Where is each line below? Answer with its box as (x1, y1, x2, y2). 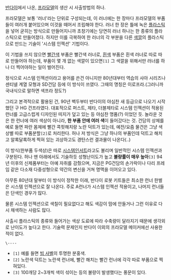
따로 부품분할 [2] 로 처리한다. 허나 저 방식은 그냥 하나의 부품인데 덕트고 (14, 130, 154, 136)
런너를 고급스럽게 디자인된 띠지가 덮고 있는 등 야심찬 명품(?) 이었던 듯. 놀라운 (5, 111, 157, 117)
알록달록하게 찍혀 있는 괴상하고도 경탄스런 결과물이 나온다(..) (10, 137, 131, 142)
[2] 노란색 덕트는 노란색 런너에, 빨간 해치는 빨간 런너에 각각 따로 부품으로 (12, 257, 158, 263)
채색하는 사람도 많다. (10, 207, 52, 213)
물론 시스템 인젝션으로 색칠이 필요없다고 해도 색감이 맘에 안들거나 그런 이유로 (5, 201, 158, 207)
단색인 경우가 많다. (10, 190, 47, 196)
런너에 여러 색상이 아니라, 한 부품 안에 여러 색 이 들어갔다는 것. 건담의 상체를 (16, 117, 164, 123)
